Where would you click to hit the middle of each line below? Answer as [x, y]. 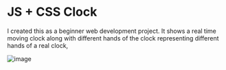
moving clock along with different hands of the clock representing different [113, 38]
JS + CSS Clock [52, 12]
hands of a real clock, [38, 45]
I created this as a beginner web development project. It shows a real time [112, 31]
